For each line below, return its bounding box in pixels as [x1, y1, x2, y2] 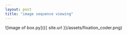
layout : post [5, 7, 32, 12]
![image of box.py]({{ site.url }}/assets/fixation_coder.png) [5, 24, 123, 30]
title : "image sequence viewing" [5, 12, 74, 16]
